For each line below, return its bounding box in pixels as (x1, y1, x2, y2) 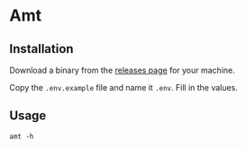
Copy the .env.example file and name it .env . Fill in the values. (9, 83, 239, 92)
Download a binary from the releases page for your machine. (9, 65, 236, 75)
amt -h (9, 132, 34, 141)
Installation (9, 41, 74, 57)
